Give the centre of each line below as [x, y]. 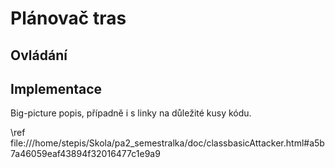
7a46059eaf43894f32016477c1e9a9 [85, 154]
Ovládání [39, 55]
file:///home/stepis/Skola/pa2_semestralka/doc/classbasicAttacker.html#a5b [167, 143]
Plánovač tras [68, 18]
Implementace [56, 88]
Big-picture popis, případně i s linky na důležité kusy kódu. [131, 113]
